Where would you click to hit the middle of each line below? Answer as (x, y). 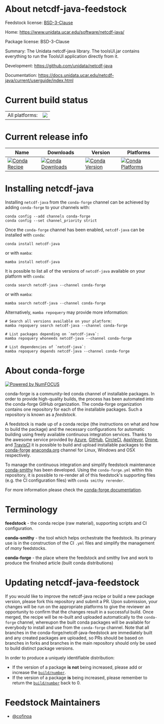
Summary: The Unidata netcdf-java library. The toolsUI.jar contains (72, 51)
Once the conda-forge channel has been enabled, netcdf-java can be (75, 230)
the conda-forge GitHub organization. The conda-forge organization (74, 404)
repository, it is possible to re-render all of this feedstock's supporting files (80, 475)
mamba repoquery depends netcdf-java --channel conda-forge (68, 351)
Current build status (47, 100)
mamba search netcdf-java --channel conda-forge (55, 303)
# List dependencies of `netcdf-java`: (46, 347)
